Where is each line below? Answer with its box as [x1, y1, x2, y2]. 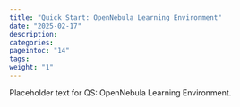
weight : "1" [9, 63, 54, 72]
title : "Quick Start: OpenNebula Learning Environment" [9, 12, 222, 22]
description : [9, 29, 58, 38]
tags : [9, 54, 30, 63]
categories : [9, 37, 54, 47]
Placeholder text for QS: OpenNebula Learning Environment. [9, 86, 232, 98]
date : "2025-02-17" [9, 21, 82, 30]
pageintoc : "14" [9, 46, 70, 55]
